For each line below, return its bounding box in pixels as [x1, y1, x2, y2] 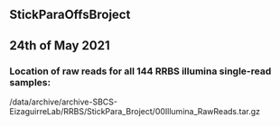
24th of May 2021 [9, 38, 110, 53]
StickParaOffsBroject [9, 7, 131, 22]
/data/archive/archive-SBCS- [9, 96, 117, 107]
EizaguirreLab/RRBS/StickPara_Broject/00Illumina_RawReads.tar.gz [9, 106, 260, 117]
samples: [9, 76, 51, 88]
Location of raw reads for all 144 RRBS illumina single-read [9, 65, 272, 77]
